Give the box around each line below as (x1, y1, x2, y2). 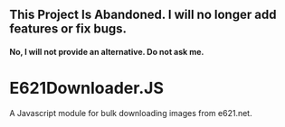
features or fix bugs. (9, 22, 127, 37)
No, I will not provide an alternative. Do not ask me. (9, 46, 204, 57)
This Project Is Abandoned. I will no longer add (9, 7, 277, 23)
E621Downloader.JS (9, 78, 165, 98)
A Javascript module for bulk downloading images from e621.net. (9, 107, 252, 118)
